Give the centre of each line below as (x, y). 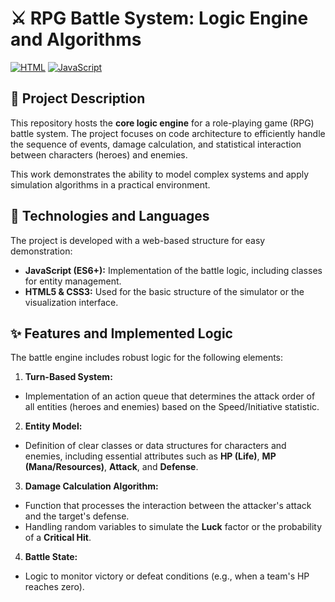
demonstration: (41, 251)
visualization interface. (71, 302)
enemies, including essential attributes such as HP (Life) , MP (150, 456)
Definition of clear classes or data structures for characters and (155, 446)
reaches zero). (54, 587)
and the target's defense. (77, 516)
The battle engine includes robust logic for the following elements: (147, 358)
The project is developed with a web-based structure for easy (138, 240)
